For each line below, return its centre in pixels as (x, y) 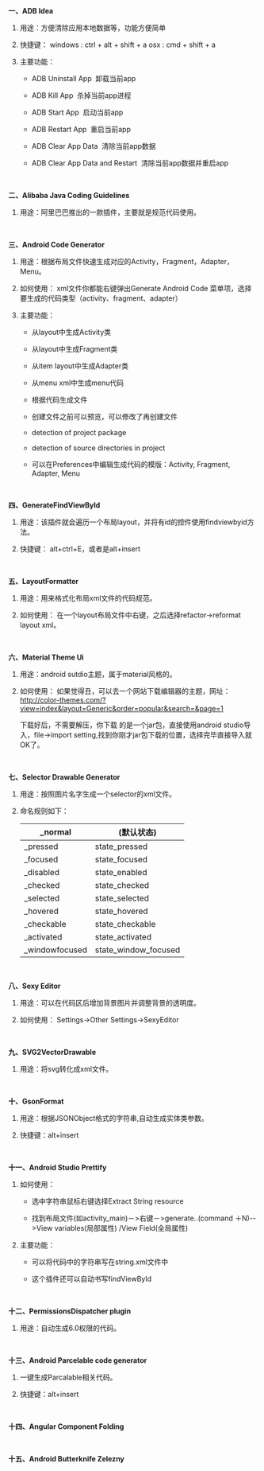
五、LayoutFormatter (44, 581)
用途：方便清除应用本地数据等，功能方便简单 (93, 28)
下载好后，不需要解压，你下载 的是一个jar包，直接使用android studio (132, 725)
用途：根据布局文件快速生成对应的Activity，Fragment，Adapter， (126, 261)
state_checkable (125, 924)
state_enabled (121, 872)
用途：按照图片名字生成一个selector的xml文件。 (98, 794)
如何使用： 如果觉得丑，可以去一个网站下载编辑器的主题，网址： (125, 691)
